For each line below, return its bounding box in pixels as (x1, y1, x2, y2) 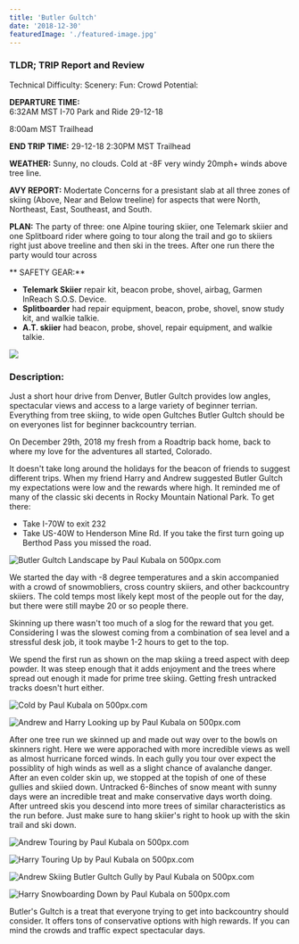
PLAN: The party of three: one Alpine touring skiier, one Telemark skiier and (9, 220, 288, 232)
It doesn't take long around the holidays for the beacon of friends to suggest (9, 463, 290, 474)
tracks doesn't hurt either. (9, 682, 104, 692)
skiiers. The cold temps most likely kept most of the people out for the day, (9, 591, 285, 601)
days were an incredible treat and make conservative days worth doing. (9, 791, 273, 801)
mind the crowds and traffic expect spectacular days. (9, 924, 205, 935)
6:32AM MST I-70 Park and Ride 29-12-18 (9, 106, 163, 117)
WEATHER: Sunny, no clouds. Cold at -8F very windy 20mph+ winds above (9, 158, 287, 169)
